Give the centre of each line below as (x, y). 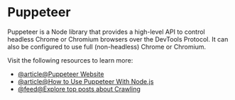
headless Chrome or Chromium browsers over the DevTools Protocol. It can (118, 39)
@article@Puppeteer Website (61, 74)
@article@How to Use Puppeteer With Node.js (86, 81)
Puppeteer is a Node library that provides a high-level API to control (106, 32)
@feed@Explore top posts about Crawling (79, 89)
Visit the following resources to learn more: (70, 60)
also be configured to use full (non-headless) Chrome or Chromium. (107, 46)
